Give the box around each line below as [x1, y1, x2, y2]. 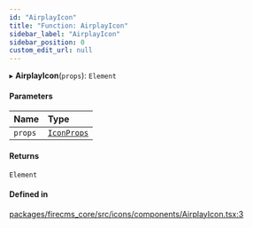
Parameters [9, 90, 53, 101]
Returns [9, 150, 40, 161]
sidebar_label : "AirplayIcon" [9, 29, 121, 38]
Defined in [9, 189, 49, 200]
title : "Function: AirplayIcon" [9, 21, 128, 30]
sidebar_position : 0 [9, 37, 86, 47]
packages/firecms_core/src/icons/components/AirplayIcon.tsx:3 [9, 208, 244, 219]
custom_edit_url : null [9, 46, 93, 55]
